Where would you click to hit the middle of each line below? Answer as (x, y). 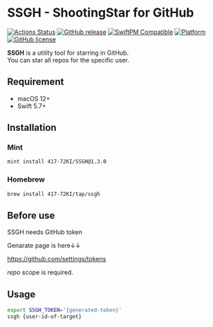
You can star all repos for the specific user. (68, 60)
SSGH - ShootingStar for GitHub (101, 13)
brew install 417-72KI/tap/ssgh (54, 194)
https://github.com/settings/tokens (57, 259)
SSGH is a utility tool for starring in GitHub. (68, 53)
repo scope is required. (40, 272)
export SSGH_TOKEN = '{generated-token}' (65, 310)
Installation (32, 128)
